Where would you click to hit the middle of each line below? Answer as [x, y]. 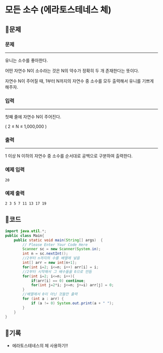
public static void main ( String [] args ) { [58, 240]
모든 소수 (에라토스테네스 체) [58, 10]
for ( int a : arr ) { [43, 299]
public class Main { [25, 236]
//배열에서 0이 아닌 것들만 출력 [50, 294]
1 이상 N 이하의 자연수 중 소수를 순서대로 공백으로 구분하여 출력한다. [69, 156]
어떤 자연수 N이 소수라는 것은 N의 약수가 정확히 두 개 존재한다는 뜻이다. [72, 70]
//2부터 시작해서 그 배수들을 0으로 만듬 [57, 272]
